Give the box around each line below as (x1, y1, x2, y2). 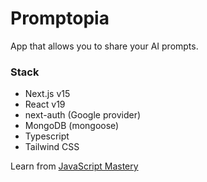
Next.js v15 (24, 88, 71, 100)
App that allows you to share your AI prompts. (10, 40, 199, 52)
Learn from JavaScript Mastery (10, 160, 139, 172)
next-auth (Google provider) (24, 109, 142, 121)
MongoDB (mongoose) (24, 120, 120, 132)
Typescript (24, 130, 70, 142)
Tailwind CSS (24, 141, 80, 153)
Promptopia (10, 7, 110, 30)
